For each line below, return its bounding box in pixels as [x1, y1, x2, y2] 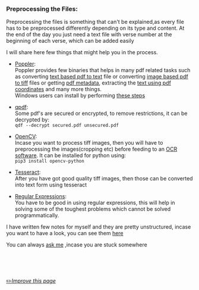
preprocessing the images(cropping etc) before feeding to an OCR [14, 145, 178, 153]
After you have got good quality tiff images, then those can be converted [14, 175, 193, 182]
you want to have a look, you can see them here [6, 230, 124, 237]
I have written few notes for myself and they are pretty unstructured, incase [6, 223, 191, 230]
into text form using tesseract [14, 181, 87, 189]
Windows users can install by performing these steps [14, 92, 146, 99]
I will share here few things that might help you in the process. [6, 49, 159, 56]
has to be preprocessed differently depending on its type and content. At [6, 24, 185, 32]
